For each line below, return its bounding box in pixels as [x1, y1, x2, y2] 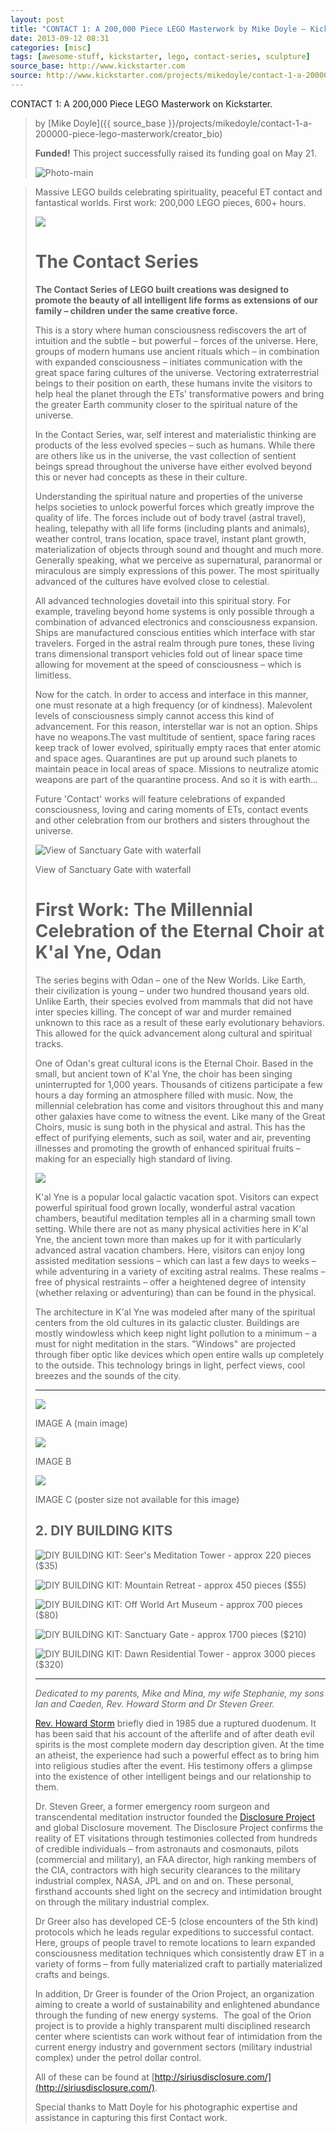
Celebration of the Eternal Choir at [34, 920, 325, 942]
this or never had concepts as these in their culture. [34, 471, 248, 483]
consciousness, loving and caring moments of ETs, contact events [34, 803, 309, 815]
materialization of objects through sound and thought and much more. [34, 543, 324, 555]
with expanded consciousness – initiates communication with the [34, 356, 303, 368]
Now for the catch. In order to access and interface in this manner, [34, 688, 309, 700]
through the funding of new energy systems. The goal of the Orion [34, 2009, 312, 2021]
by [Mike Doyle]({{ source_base [34, 117, 167, 129]
